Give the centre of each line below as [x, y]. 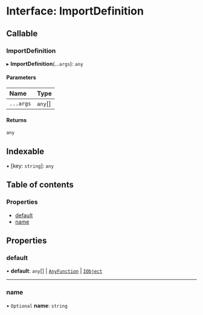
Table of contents [40, 185]
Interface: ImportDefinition [75, 11]
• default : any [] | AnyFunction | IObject [54, 271]
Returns [17, 120]
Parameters [21, 77]
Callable [22, 34]
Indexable [25, 151]
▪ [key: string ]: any [30, 166]
